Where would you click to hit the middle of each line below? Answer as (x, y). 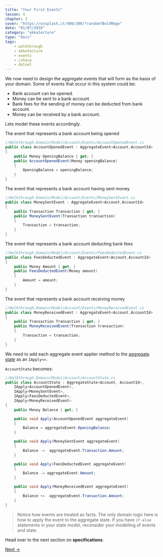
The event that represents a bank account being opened (62, 134)
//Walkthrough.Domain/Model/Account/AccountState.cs (60, 378)
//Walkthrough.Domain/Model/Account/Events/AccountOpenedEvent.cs (75, 143)
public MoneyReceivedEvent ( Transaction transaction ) (69, 326)
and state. (27, 530)
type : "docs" (18, 37)
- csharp (23, 60)
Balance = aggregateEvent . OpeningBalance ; (67, 428)
